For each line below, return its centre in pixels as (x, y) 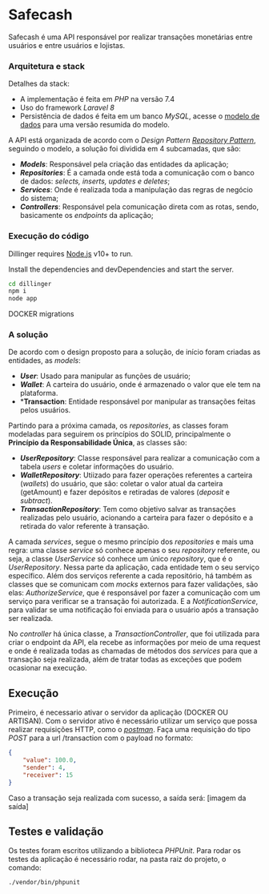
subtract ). (36, 501)
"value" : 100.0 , (50, 760)
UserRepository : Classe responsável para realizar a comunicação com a (140, 458)
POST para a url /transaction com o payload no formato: (101, 738)
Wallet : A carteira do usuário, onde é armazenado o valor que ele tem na (140, 385)
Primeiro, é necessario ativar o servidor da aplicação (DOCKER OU (118, 713)
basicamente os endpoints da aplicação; (86, 215)
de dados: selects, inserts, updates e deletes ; (95, 181)
